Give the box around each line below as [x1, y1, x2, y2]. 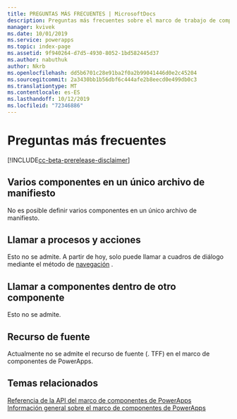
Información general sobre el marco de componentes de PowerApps [7, 403, 206, 412]
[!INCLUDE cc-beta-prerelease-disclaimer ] [7, 156, 130, 164]
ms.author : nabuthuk [7, 56, 68, 63]
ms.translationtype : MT [7, 83, 78, 90]
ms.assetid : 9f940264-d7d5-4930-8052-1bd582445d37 [7, 50, 159, 57]
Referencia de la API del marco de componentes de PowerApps [7, 396, 192, 404]
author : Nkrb [7, 63, 46, 70]
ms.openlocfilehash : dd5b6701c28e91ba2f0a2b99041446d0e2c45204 [7, 69, 197, 76]
